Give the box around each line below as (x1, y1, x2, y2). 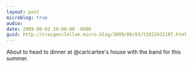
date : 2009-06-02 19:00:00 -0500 (6, 26, 92, 32)
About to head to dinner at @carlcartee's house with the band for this (6, 48, 181, 55)
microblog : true (6, 15, 48, 21)
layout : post (6, 9, 40, 15)
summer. (6, 55, 29, 62)
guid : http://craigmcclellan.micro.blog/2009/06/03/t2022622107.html (6, 32, 188, 38)
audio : (6, 20, 23, 26)
